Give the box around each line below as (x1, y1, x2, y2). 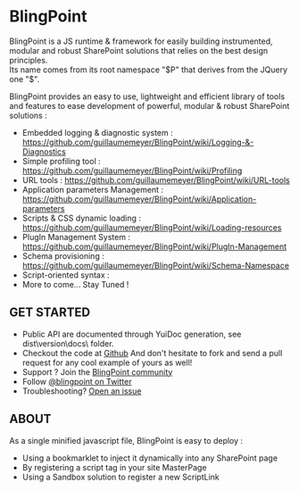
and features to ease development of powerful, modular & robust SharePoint (9, 100, 290, 111)
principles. (9, 54, 48, 65)
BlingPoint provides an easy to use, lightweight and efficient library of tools (9, 91, 286, 102)
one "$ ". (9, 73, 40, 84)
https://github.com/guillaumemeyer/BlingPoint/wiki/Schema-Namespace (21, 260, 290, 270)
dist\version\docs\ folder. (21, 337, 114, 349)
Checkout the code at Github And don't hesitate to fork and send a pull (21, 347, 283, 358)
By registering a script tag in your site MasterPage (21, 462, 207, 472)
